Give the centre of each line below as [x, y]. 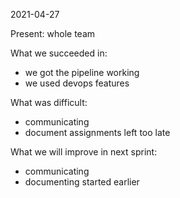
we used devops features [77, 83]
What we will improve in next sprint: [84, 152]
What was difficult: [49, 102]
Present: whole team [53, 33]
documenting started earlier [82, 182]
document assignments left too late [97, 132]
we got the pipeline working [82, 72]
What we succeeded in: [59, 53]
